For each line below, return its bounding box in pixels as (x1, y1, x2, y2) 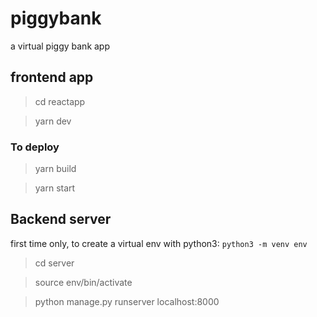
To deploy (10, 140, 60, 154)
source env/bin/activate (34, 276, 133, 288)
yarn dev (34, 115, 72, 127)
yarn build (34, 163, 77, 175)
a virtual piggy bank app (10, 40, 111, 52)
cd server (34, 257, 75, 269)
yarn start (34, 182, 76, 194)
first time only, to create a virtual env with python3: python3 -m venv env (10, 237, 308, 249)
